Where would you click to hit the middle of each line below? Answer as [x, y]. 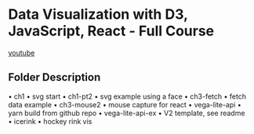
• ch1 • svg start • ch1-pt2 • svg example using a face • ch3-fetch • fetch [127, 96]
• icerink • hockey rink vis [50, 121]
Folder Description [54, 77]
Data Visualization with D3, [98, 14]
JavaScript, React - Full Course [111, 31]
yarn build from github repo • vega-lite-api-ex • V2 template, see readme [127, 113]
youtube [22, 53]
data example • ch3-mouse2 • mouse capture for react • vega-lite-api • [125, 104]
